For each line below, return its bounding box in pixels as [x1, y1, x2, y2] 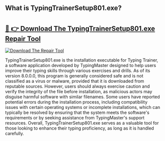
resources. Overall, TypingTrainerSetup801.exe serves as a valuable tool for [5, 120, 159, 126]
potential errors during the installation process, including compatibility [5, 99, 148, 105]
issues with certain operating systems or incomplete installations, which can [5, 105, 161, 110]
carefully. [5, 131, 24, 136]
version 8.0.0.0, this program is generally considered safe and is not [5, 73, 143, 78]
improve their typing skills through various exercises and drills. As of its [5, 68, 151, 73]
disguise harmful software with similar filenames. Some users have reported [5, 94, 160, 100]
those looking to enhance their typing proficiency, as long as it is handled [5, 125, 154, 131]
